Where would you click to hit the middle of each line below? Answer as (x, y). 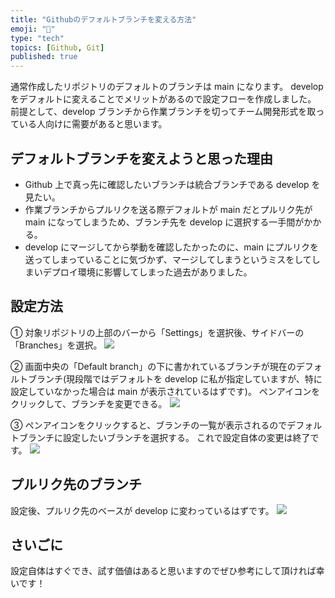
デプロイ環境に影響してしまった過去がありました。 (147, 272)
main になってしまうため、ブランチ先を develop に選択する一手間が (164, 222)
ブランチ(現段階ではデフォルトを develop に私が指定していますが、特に (175, 378)
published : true (44, 57)
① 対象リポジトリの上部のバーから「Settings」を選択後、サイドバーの (157, 332)
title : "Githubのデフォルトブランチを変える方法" (103, 19)
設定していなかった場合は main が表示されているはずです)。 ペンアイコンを (165, 391)
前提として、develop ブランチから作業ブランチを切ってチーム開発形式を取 (163, 112)
